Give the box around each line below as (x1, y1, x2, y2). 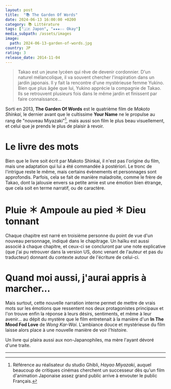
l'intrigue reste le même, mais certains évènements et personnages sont (5, 168, 157, 175)
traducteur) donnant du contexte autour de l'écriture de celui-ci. (5, 254, 140, 260)
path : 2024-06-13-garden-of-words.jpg (10, 41, 93, 46)
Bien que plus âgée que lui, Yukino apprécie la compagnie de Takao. (17, 85, 161, 91)
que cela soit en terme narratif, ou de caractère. (5, 185, 106, 191)
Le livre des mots (5, 141, 79, 153)
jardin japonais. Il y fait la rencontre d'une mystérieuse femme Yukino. (17, 80, 164, 86)
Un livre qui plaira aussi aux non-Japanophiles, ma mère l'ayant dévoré (5, 336, 154, 343)
